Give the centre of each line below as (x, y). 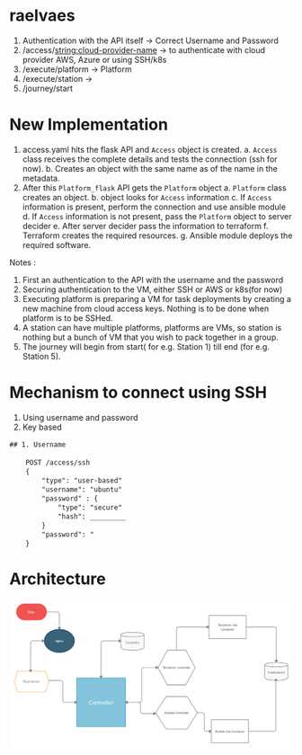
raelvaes (42, 16)
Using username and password (80, 417)
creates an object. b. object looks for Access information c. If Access (147, 197)
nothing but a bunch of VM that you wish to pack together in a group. (150, 337)
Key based (42, 427)
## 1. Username (38, 444)
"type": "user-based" (82, 480)
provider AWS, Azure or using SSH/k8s (94, 59)
